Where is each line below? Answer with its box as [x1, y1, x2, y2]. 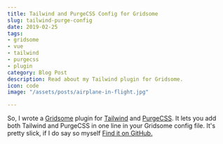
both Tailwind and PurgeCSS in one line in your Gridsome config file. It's [7, 122, 216, 130]
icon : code [7, 82, 39, 89]
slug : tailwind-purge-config [7, 17, 93, 24]
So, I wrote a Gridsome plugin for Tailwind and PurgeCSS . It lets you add [7, 114, 217, 123]
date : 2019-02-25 [7, 23, 58, 30]
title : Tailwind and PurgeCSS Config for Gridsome [7, 10, 158, 18]
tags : [7, 30, 23, 37]
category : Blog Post [7, 69, 68, 76]
